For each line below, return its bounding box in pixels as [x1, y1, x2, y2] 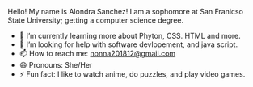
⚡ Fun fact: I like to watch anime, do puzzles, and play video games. [19, 69, 246, 79]
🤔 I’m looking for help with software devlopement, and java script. [19, 39, 238, 49]
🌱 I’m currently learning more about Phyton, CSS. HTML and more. [19, 31, 242, 40]
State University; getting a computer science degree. [7, 15, 184, 25]
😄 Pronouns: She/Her [19, 60, 93, 69]
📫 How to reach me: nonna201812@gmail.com [19, 48, 176, 58]
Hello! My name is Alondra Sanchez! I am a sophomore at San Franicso [7, 7, 244, 16]
